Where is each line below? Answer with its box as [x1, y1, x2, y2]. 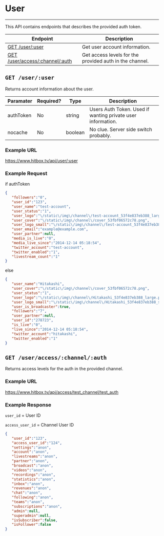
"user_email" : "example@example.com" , [11, 227, 89, 232]
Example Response [5, 401, 52, 408]
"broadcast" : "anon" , [11, 463, 54, 468]
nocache [7, 129, 28, 136]
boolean [65, 129, 85, 136]
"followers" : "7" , [11, 309, 47, 314]
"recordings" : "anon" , [11, 472, 56, 477]
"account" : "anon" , [11, 450, 49, 454]
